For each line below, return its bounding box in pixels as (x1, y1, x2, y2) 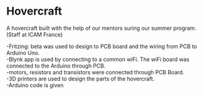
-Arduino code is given (6, 81, 64, 89)
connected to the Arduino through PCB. (6, 62, 106, 69)
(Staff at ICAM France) (6, 30, 63, 38)
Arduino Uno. (6, 49, 40, 56)
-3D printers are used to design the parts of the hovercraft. (6, 75, 155, 82)
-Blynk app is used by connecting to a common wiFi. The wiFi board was (6, 55, 190, 63)
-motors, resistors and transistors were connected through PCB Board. (6, 68, 185, 76)
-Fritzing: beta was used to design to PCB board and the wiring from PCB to (6, 43, 197, 50)
